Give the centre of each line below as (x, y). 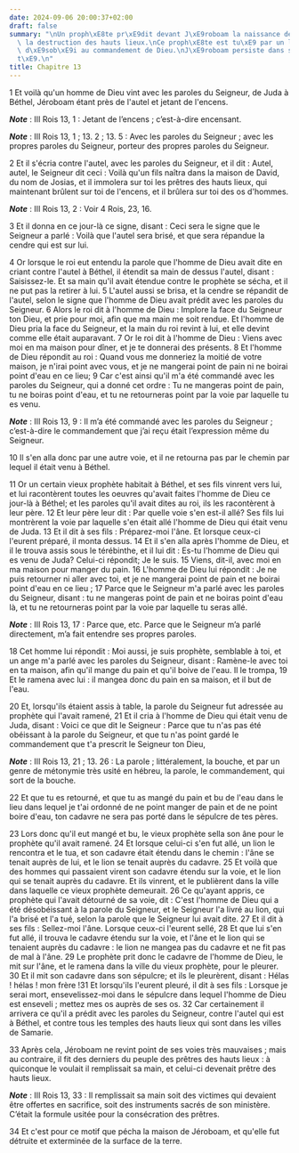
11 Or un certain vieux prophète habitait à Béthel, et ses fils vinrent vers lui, (146, 484)
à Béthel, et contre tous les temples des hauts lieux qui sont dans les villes (145, 1023)
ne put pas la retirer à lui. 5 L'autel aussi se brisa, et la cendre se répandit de (149, 290)
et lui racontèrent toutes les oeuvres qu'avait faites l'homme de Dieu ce (140, 493)
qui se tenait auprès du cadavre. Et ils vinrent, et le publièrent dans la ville (144, 881)
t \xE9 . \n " (35, 59)
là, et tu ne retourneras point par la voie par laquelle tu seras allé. (128, 607)
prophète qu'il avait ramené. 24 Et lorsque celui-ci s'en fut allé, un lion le (142, 843)
